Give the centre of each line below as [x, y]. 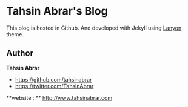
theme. [15, 34]
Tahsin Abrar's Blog [57, 11]
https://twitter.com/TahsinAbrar [54, 86]
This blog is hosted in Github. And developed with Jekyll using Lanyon [94, 28]
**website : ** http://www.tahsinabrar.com [59, 97]
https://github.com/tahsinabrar [53, 79]
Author [20, 53]
